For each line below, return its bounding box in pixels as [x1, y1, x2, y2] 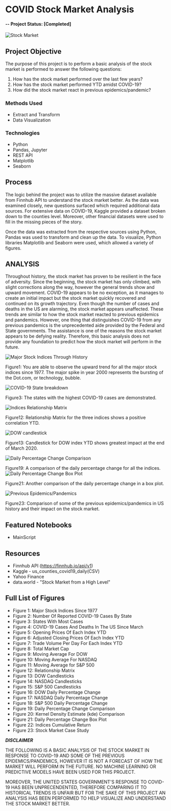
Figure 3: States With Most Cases [12, 618, 83, 625]
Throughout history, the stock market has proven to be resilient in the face [5, 273, 162, 280]
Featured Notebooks [5, 521, 72, 529]
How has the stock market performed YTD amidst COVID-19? [12, 81, 142, 88]
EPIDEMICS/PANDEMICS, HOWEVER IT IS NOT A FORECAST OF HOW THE [5, 758, 163, 764]
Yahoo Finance [12, 574, 44, 580]
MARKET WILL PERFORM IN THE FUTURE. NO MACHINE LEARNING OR [5, 763, 157, 770]
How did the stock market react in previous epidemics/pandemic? [12, 87, 152, 93]
